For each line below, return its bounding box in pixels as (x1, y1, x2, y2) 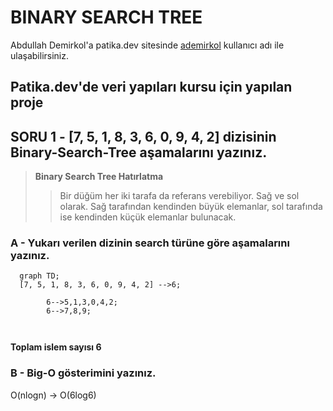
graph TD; (19, 271, 60, 281)
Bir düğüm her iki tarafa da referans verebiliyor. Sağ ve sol (59, 190, 300, 202)
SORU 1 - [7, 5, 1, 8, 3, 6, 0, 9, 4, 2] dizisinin (10, 128, 277, 145)
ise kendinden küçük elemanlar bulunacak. (59, 211, 237, 223)
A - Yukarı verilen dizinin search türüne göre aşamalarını (10, 236, 290, 250)
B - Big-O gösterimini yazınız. (10, 366, 157, 380)
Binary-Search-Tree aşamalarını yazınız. (10, 144, 268, 161)
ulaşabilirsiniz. (10, 49, 70, 61)
